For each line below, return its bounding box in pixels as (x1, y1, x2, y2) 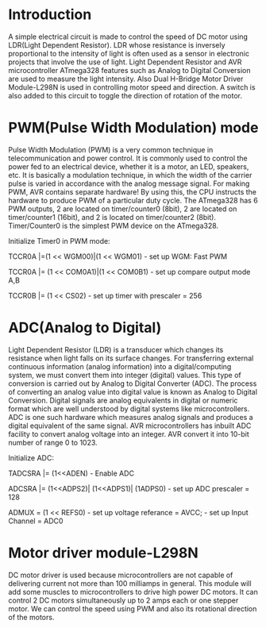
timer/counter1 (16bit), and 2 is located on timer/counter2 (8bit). (8, 212, 217, 222)
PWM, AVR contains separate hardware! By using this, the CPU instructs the (8, 187, 256, 196)
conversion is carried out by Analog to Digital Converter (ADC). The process (8, 379, 257, 388)
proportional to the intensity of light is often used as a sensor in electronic (8, 48, 250, 58)
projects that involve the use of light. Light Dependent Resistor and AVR (8, 57, 242, 67)
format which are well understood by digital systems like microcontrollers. (8, 403, 250, 414)
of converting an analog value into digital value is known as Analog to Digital (8, 387, 258, 396)
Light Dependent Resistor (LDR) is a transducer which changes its (8, 345, 224, 354)
